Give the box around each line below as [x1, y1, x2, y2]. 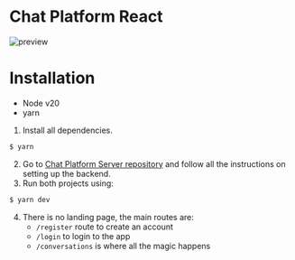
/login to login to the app [35, 230, 131, 241]
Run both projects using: [22, 178, 115, 189]
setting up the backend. [22, 168, 111, 179]
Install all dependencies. [22, 125, 113, 135]
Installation [9, 68, 96, 88]
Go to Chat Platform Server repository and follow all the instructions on [22, 158, 286, 169]
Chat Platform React [9, 6, 164, 27]
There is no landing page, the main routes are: [22, 211, 194, 222]
